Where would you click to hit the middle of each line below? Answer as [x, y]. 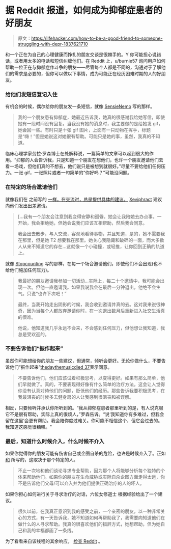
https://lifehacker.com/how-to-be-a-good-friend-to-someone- [97, 38]
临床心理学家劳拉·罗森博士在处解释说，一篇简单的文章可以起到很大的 [77, 154]
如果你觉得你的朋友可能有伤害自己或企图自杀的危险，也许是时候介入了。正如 [85, 453]
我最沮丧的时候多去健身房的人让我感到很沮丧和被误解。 [76, 397]
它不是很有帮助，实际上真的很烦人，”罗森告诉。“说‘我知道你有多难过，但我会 [85, 414]
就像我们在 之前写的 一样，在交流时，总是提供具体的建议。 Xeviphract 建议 [84, 199]
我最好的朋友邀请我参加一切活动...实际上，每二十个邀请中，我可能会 [89, 281]
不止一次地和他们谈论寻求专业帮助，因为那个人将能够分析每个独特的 [89, 471]
